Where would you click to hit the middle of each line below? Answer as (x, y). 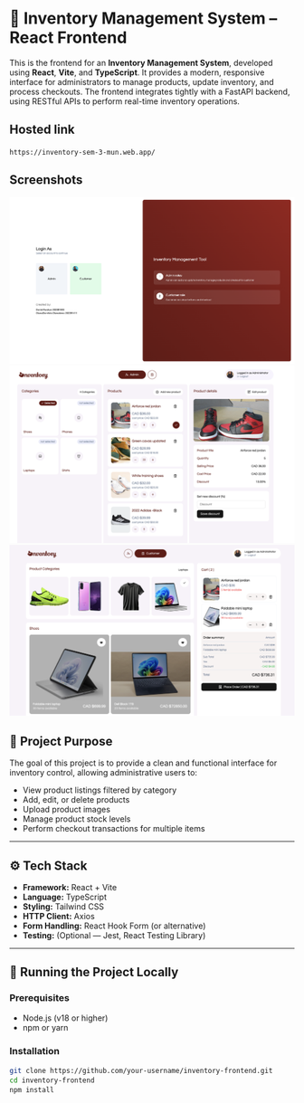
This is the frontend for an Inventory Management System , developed (141, 62)
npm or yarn (45, 1027)
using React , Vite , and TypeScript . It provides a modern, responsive (137, 72)
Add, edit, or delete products (76, 800)
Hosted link (42, 130)
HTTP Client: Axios (58, 916)
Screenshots (46, 180)
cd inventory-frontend (52, 1080)
